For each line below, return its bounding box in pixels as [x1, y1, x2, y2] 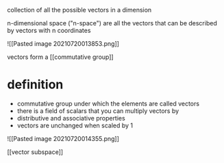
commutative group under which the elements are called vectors [16, 99, 200, 108]
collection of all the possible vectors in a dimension [7, 6, 152, 14]
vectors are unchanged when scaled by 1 [16, 121, 134, 129]
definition [7, 77, 64, 92]
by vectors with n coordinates [7, 27, 91, 34]
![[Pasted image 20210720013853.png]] [7, 40, 120, 47]
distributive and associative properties [16, 114, 125, 122]
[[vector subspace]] [7, 147, 64, 156]
